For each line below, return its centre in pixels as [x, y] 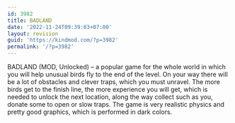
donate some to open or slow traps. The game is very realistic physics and [116, 104]
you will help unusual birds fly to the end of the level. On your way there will [117, 74]
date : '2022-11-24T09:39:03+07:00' [60, 27]
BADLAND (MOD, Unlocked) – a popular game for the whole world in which [117, 67]
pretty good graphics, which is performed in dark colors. [90, 112]
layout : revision [33, 34]
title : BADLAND [30, 20]
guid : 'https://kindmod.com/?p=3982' [63, 40]
